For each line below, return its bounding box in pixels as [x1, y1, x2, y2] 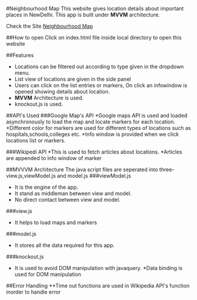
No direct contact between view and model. [14, 196, 121, 203]
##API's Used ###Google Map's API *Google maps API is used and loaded [6, 112, 188, 119]
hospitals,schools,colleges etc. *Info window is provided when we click [6, 131, 179, 138]
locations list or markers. [6, 137, 66, 144]
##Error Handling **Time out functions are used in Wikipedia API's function [6, 282, 190, 289]
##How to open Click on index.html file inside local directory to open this [6, 34, 182, 41]
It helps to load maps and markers [14, 219, 97, 226]
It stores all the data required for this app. [14, 242, 115, 249]
